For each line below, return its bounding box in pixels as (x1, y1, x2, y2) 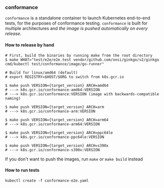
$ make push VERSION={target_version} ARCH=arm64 (5, 117, 109, 122)
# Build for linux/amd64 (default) (5, 70, 78, 75)
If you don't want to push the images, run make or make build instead (5, 156, 143, 162)
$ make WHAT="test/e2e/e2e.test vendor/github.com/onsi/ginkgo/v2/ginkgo (5, 57, 160, 62)
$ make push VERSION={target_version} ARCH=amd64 (5, 83, 109, 88)
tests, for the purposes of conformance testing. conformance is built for (5, 20, 148, 26)
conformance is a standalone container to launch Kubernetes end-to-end (5, 15, 151, 21)
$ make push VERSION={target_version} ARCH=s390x (5, 143, 109, 148)
